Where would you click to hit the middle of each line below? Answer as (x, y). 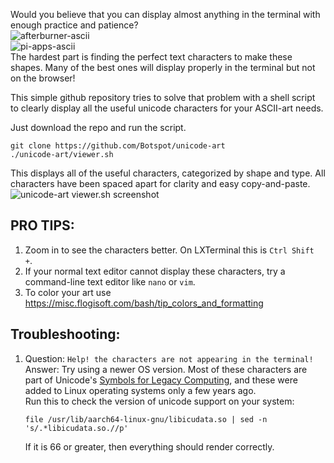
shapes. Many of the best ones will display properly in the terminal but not (163, 67)
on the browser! (43, 78)
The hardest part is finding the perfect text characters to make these (151, 57)
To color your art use (68, 292)
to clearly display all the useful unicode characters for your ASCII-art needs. (167, 108)
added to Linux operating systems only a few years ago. (140, 390)
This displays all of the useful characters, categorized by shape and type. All (168, 173)
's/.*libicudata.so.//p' (76, 428)
